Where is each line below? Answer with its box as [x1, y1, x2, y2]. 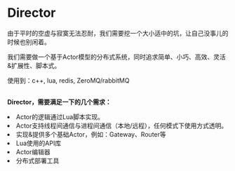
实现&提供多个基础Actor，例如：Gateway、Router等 [16, 130, 166, 139]
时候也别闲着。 [7, 37, 51, 46]
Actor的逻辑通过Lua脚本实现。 [16, 113, 104, 121]
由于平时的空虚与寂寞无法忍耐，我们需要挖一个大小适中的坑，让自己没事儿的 [7, 29, 229, 37]
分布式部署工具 [16, 156, 60, 165]
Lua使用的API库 [16, 139, 62, 148]
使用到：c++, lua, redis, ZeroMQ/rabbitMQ [7, 76, 130, 85]
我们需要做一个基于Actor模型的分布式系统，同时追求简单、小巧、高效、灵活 [7, 53, 226, 61]
